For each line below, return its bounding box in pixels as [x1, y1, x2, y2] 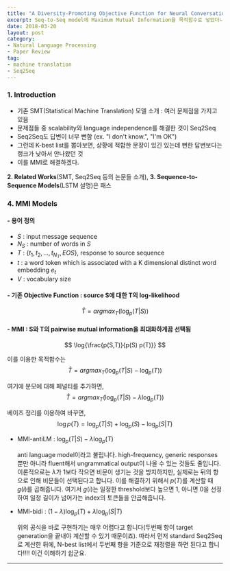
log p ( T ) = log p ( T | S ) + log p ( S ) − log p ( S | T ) [57, 420, 173, 430]
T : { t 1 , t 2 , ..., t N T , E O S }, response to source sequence [16, 248, 165, 259]
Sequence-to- [157, 172, 199, 180]
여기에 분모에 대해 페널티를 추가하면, [7, 382, 104, 390]
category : [7, 36, 36, 43]
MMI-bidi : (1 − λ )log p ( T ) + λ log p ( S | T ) [16, 507, 123, 517]
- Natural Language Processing [7, 42, 97, 49]
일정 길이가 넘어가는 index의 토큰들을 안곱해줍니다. [29, 493, 166, 502]
